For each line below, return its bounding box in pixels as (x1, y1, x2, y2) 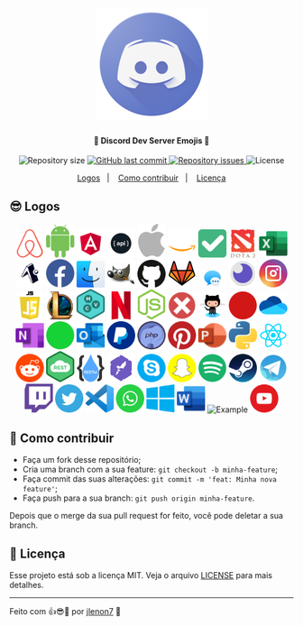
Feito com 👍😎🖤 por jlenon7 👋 (9, 606, 122, 617)
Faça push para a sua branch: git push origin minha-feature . (22, 493, 255, 503)
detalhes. (9, 580, 44, 591)
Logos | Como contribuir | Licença (77, 172, 226, 183)
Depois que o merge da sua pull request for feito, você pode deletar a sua (9, 511, 284, 521)
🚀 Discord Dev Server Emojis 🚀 (93, 134, 210, 146)
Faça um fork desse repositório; (22, 455, 142, 465)
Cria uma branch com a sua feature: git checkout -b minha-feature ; (22, 464, 278, 475)
